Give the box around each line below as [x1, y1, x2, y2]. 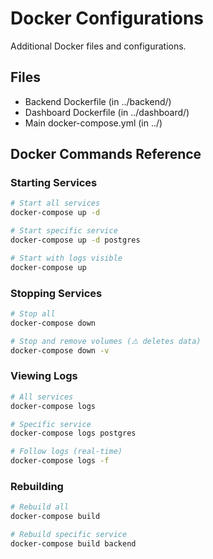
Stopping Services [10, 286, 103, 300]
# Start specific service [10, 226, 118, 236]
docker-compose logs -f [10, 456, 110, 466]
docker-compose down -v [10, 345, 110, 356]
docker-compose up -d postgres [10, 235, 141, 246]
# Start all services [10, 198, 101, 209]
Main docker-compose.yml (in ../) [24, 117, 163, 129]
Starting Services [10, 176, 98, 190]
